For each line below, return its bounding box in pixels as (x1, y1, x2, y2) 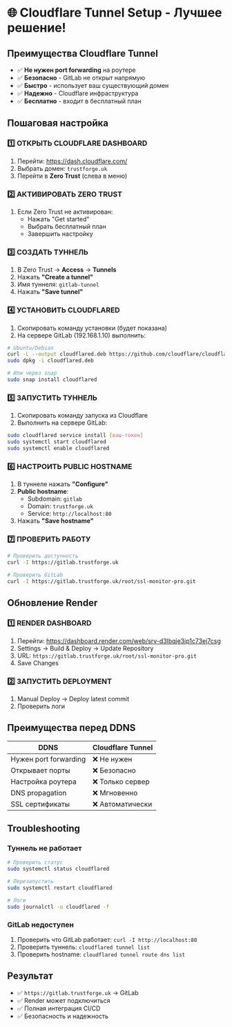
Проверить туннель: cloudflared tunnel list (17, 943, 151, 951)
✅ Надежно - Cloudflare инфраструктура (17, 89, 139, 98)
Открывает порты (10, 766, 70, 775)
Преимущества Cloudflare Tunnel (7, 47, 159, 59)
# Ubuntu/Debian (7, 344, 54, 351)
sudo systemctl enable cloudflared (7, 445, 110, 452)
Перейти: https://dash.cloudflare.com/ (17, 157, 128, 165)
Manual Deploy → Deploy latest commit (17, 694, 130, 703)
